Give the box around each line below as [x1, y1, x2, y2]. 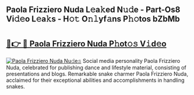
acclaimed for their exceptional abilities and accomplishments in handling [6, 77, 185, 84]
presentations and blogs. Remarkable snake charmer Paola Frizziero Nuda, [6, 71, 189, 77]
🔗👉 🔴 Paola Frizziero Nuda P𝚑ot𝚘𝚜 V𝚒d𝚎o [6, 39, 167, 49]
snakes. [6, 83, 25, 90]
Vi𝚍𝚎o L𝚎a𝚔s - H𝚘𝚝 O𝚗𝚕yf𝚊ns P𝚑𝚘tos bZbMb [6, 14, 180, 24]
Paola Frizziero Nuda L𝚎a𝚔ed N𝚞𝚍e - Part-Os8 [6, 5, 180, 15]
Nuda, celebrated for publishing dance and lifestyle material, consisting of [6, 64, 186, 71]
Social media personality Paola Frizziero [82, 58, 180, 64]
